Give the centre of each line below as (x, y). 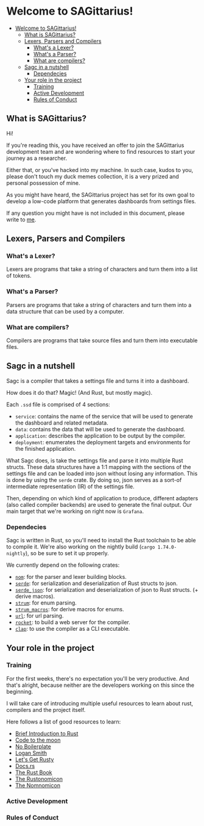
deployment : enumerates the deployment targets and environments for (103, 442)
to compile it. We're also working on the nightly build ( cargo (81, 547)
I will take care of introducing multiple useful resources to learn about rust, (100, 703)
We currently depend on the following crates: (63, 565)
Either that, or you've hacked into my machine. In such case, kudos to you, (100, 170)
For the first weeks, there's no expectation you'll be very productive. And (98, 678)
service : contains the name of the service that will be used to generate (104, 416)
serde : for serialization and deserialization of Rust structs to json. (96, 583)
